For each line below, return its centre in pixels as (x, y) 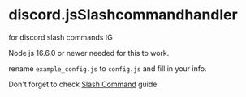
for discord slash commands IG (61, 37)
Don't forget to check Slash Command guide (83, 84)
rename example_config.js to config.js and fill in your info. (108, 68)
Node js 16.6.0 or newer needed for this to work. (89, 53)
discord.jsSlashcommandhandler (123, 15)
